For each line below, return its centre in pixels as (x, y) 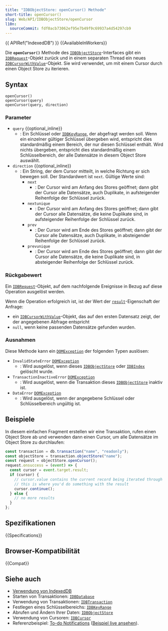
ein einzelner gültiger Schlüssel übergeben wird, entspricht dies (86, 139)
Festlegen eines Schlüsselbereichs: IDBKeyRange (62, 607)
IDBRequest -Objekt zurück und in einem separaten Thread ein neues (76, 58)
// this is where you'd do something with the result (71, 484)
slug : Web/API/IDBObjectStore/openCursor (49, 19)
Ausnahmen (21, 340)
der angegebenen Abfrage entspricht (51, 322)
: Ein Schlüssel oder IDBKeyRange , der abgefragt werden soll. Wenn (89, 134)
